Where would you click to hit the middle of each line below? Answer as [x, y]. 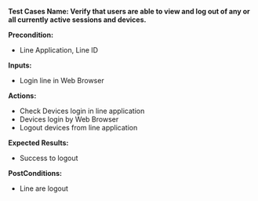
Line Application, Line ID [59, 50]
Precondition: [31, 35]
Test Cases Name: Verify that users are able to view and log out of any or [129, 11]
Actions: [22, 96]
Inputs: [20, 65]
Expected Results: [38, 143]
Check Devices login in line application [82, 111]
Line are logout [44, 188]
